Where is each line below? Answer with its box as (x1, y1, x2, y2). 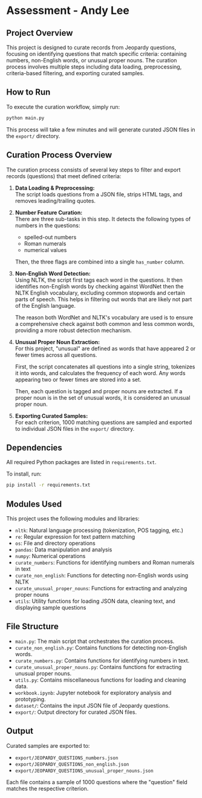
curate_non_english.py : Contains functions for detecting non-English (15, 643, 187, 651)
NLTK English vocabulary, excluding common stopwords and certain (15, 289, 186, 296)
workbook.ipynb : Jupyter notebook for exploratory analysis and (15, 689, 172, 696)
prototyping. (15, 695, 47, 703)
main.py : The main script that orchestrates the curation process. (15, 637, 175, 645)
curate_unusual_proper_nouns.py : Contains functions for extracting (15, 663, 182, 670)
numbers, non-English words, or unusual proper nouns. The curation (6, 57, 177, 64)
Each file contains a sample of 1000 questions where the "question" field (6, 778, 187, 785)
